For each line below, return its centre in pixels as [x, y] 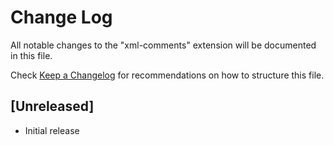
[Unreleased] [52, 106]
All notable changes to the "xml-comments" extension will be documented [163, 45]
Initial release [52, 130]
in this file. [31, 55]
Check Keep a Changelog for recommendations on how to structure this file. [167, 75]
